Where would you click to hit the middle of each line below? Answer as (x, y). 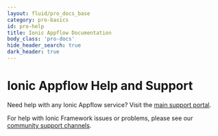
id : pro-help (26, 26)
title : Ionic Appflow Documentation (59, 33)
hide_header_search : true (44, 45)
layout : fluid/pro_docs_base (49, 13)
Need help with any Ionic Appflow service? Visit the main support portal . (109, 104)
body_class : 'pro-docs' (41, 39)
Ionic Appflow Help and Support (100, 86)
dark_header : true (33, 52)
